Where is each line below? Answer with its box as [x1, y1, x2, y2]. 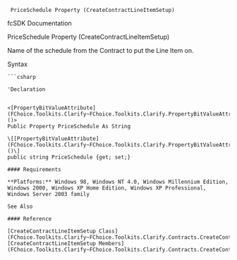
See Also [7, 203, 33, 210]
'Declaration [7, 86, 46, 93]
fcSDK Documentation [7, 19, 72, 27]
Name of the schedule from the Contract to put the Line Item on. [7, 47, 194, 54]
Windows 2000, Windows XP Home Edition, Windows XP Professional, [7, 185, 207, 192]
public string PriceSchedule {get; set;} [7, 154, 131, 161]
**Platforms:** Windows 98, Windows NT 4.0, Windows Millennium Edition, [7, 178, 229, 185]
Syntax [7, 60, 28, 68]
